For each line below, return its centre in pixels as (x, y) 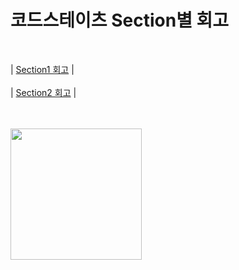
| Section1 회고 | (42, 69)
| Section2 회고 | (43, 92)
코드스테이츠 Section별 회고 (120, 20)
